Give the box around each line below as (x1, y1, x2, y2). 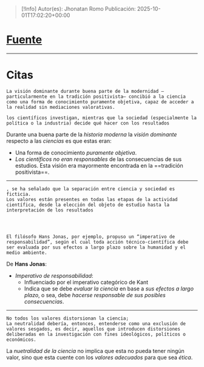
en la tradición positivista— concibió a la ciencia (49, 94, 186, 100)
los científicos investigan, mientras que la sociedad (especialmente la (6, 115, 197, 121)
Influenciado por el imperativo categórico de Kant (24, 278, 149, 286)
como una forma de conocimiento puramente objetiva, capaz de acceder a (6, 98, 194, 105)
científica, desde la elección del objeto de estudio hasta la (6, 202, 170, 208)
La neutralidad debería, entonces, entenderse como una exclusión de (6, 320, 186, 327)
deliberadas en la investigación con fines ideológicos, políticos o (6, 331, 186, 337)
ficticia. (6, 191, 32, 197)
